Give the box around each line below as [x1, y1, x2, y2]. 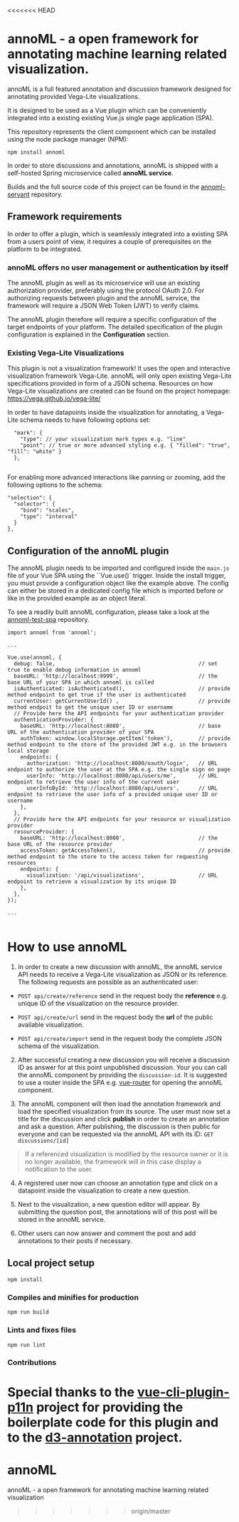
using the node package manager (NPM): [7, 134, 129, 143]
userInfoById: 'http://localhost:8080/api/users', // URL [26, 785, 218, 792]
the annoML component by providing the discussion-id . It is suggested [17, 1071, 228, 1079]
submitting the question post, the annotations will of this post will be [17, 1207, 218, 1216]
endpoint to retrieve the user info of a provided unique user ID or [7, 791, 218, 798]
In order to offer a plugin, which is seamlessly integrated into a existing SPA [7, 229, 228, 238]
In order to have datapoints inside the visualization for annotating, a [7, 408, 205, 417]
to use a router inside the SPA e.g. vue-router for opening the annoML [17, 1078, 223, 1087]
